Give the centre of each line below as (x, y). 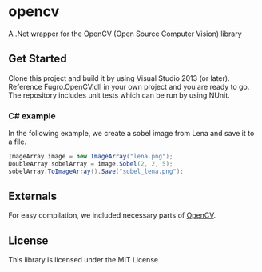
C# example (32, 116)
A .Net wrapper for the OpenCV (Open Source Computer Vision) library (125, 34)
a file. (17, 142)
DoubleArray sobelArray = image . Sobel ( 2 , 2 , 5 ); (91, 164)
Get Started (38, 59)
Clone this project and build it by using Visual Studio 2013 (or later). (119, 78)
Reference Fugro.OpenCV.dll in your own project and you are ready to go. (129, 86)
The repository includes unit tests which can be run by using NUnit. (119, 95)
